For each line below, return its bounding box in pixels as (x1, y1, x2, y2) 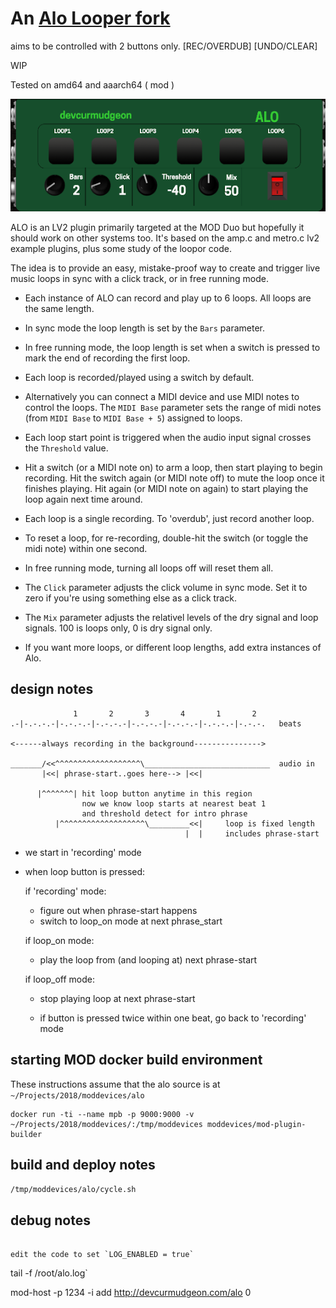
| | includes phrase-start (184, 828, 320, 839)
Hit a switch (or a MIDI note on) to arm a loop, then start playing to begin (24, 461, 323, 473)
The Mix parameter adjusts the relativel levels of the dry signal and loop (24, 611, 319, 623)
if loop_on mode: (24, 934, 95, 946)
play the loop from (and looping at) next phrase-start (39, 953, 258, 966)
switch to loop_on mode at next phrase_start (39, 915, 223, 927)
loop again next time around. (24, 493, 143, 505)
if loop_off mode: (24, 973, 96, 985)
